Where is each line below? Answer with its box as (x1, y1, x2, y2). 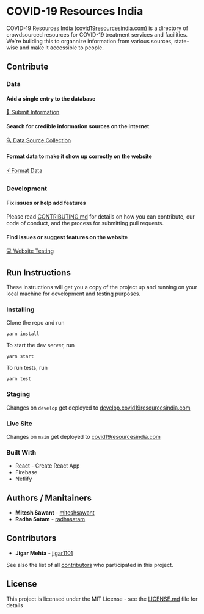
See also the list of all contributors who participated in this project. (6, 561, 173, 568)
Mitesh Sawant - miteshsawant (15, 509, 95, 516)
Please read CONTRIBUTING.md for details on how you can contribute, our (6, 212, 195, 220)
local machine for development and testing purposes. (6, 290, 141, 297)
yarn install (6, 331, 40, 337)
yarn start (6, 353, 34, 359)
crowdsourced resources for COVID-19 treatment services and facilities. (6, 31, 188, 38)
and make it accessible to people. (19, 44, 104, 51)
